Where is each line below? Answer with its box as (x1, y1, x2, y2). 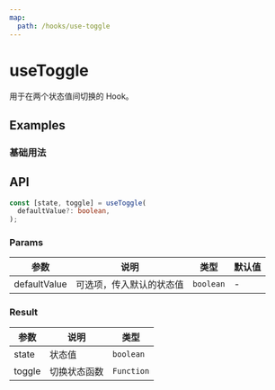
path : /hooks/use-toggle (17, 22, 111, 31)
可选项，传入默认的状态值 (75, 279, 184, 291)
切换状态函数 (49, 365, 104, 377)
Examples (9, 118, 66, 133)
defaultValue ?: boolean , (17, 207, 111, 216)
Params (9, 236, 43, 249)
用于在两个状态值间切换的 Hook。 (9, 91, 134, 102)
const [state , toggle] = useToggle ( (9, 199, 146, 208)
